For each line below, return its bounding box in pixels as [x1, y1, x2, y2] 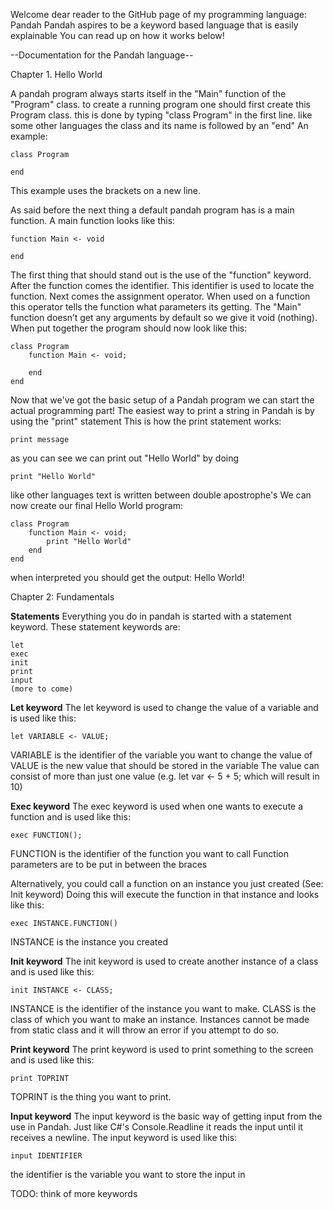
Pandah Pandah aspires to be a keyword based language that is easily [10, 19, 299, 31]
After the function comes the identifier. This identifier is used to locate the [10, 280, 315, 291]
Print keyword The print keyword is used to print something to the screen [10, 1044, 314, 1055]
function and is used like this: [10, 811, 131, 823]
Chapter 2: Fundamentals [10, 591, 115, 603]
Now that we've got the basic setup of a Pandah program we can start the [10, 394, 315, 406]
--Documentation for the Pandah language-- [10, 49, 194, 61]
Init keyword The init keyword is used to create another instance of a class [10, 955, 319, 967]
